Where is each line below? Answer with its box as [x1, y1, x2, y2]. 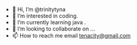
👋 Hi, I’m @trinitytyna [12, 6, 66, 13]
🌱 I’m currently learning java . [12, 19, 86, 26]
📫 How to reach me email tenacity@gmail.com [12, 32, 131, 39]
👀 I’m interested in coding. [12, 12, 78, 19]
